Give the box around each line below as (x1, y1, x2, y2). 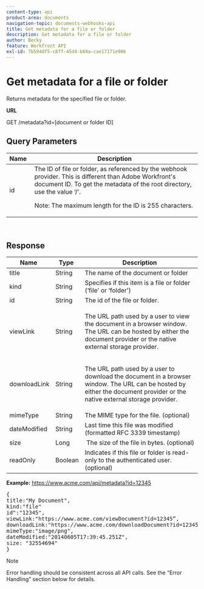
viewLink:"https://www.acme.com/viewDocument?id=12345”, (6, 515, 180, 523)
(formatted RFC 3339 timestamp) (84, 429, 180, 437)
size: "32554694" (6, 540, 58, 547)
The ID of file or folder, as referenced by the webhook (34, 164, 188, 173)
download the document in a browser (84, 372, 191, 381)
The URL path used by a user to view (84, 312, 190, 320)
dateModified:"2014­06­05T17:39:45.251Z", (6, 534, 129, 541)
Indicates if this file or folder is (84, 448, 171, 457)
